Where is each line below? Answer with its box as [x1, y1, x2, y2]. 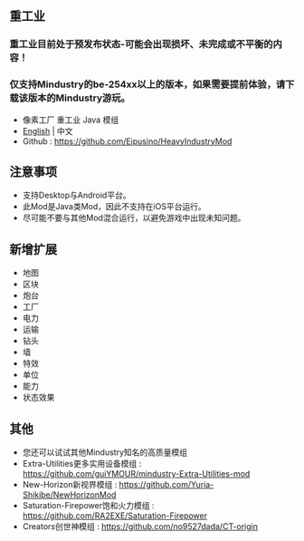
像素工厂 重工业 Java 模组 [22, 114, 119, 125]
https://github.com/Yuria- [119, 479, 214, 490]
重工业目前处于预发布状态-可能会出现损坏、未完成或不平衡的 [9, 38, 273, 51]
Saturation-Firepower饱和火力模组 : [22, 500, 155, 511]
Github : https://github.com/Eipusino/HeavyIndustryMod [22, 135, 233, 147]
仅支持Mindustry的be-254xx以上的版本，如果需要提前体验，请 [9, 78, 286, 91]
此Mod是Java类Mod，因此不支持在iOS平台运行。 [22, 201, 206, 212]
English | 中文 [22, 125, 74, 136]
